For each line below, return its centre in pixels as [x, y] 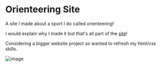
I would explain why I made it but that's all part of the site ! [66, 33]
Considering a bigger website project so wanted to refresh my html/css [81, 43]
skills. [11, 49]
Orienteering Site [43, 9]
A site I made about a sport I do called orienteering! [60, 24]
